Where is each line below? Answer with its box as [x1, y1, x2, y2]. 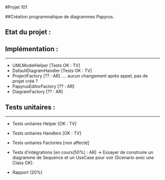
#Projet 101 [5, 4, 27, 10]
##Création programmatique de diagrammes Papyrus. [5, 14, 114, 19]
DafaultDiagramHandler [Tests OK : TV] [12, 68, 92, 73]
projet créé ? [12, 78, 38, 84]
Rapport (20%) [12, 170, 43, 176]
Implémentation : [5, 44, 58, 53]
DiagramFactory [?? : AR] [12, 89, 63, 95]
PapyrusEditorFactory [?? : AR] [12, 83, 75, 89]
